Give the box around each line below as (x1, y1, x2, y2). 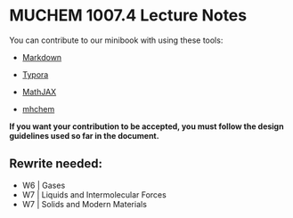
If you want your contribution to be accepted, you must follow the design (9, 121, 284, 132)
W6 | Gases (21, 180, 66, 190)
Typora (21, 69, 49, 80)
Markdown (21, 52, 62, 62)
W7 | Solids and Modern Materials (21, 198, 147, 209)
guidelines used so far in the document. (9, 130, 159, 141)
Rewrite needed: (9, 157, 103, 172)
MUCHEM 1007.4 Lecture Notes (9, 5, 248, 26)
